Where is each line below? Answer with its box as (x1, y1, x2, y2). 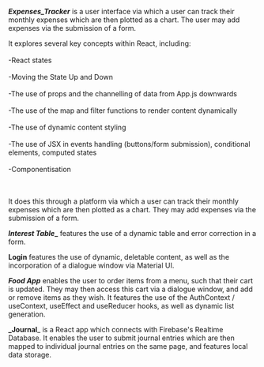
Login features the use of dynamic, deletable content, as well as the (8, 253, 230, 261)
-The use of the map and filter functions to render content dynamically (8, 106, 238, 115)
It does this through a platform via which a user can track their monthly (8, 197, 239, 206)
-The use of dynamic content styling (8, 122, 126, 132)
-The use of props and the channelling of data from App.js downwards (8, 89, 237, 98)
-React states (8, 55, 52, 65)
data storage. (8, 350, 52, 359)
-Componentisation (8, 165, 71, 174)
